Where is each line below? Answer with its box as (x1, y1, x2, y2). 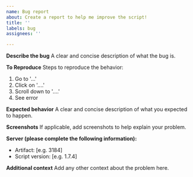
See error (14, 94, 39, 102)
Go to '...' (14, 75, 37, 83)
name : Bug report (6, 8, 49, 15)
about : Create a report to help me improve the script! (6, 14, 147, 20)
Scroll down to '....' (14, 88, 61, 95)
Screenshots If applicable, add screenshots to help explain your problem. (6, 124, 186, 131)
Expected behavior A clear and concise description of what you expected (6, 106, 188, 113)
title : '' (6, 20, 31, 26)
